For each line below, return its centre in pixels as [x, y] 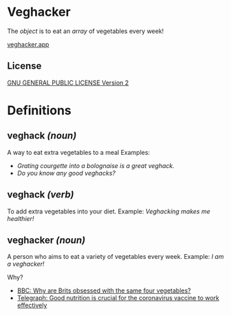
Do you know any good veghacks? [66, 173]
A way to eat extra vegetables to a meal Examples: [78, 152]
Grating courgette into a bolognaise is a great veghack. [96, 165]
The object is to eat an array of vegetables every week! [86, 31]
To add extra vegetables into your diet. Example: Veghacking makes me [109, 211]
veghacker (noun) [46, 240]
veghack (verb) [41, 194]
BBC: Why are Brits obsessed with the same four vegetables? [104, 291]
